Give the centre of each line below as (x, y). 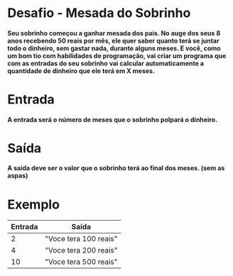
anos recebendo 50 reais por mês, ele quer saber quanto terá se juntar (113, 40)
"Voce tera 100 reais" (81, 239)
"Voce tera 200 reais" (81, 250)
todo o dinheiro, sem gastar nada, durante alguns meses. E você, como (114, 48)
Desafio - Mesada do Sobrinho (99, 13)
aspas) (18, 176)
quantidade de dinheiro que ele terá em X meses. (81, 71)
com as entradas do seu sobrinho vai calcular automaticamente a (106, 63)
